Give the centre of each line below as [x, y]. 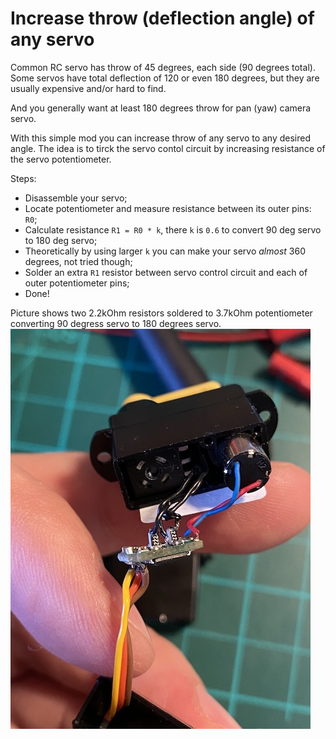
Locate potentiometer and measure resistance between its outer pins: [168, 208]
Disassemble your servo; [76, 198]
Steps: [23, 178]
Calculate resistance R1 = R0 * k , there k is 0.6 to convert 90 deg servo [173, 229]
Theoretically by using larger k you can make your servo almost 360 [165, 251]
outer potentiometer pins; [77, 283]
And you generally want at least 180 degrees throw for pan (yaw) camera [161, 108]
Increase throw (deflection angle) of [162, 18]
